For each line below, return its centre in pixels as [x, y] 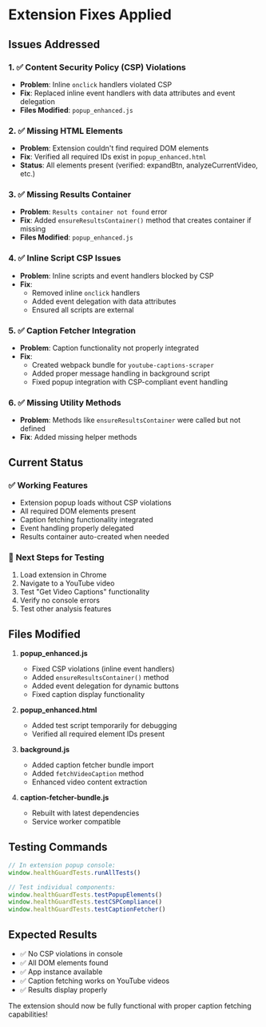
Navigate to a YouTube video [67, 583]
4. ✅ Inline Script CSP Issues [65, 258]
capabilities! [28, 1014]
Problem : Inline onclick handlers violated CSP [96, 84]
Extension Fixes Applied [90, 15]
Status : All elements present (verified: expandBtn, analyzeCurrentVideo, [139, 165]
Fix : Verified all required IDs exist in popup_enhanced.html [113, 157]
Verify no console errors [60, 600]
